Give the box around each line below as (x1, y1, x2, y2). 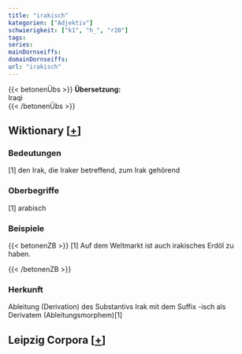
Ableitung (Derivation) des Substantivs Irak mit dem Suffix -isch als (8, 302, 226, 311)
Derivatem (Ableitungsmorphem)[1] (8, 311, 123, 320)
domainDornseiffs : (8, 56, 69, 64)
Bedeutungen (8, 147, 61, 158)
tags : (8, 33, 26, 42)
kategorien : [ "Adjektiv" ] (8, 19, 93, 27)
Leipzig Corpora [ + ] (8, 333, 106, 347)
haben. (8, 249, 32, 259)
